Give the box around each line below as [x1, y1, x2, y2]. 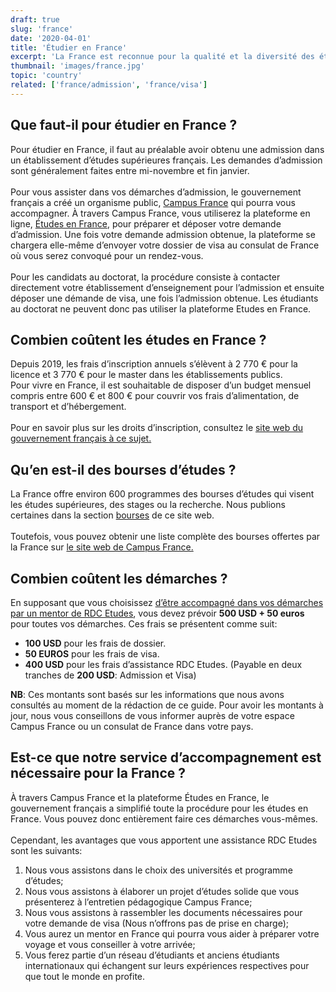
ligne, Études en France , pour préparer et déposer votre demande [10, 217, 282, 230]
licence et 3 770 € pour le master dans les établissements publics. [10, 369, 283, 381]
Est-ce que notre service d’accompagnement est [10, 749, 322, 766]
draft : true [10, 14, 60, 25]
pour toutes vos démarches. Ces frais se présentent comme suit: [10, 618, 278, 630]
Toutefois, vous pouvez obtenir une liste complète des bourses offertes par [10, 531, 321, 543]
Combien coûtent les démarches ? [10, 570, 228, 587]
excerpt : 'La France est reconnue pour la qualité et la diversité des [10, 52, 315, 62]
